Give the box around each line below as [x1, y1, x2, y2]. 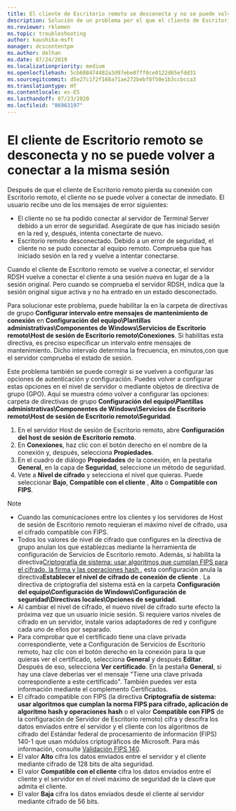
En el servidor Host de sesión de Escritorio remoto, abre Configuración [17, 425, 225, 434]
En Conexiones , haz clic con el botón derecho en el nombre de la [17, 441, 208, 449]
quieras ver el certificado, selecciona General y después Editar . [17, 655, 203, 663]
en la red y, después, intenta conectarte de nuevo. [17, 229, 164, 237]
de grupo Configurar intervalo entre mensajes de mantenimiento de [7, 308, 209, 317]
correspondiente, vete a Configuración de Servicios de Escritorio [17, 640, 206, 648]
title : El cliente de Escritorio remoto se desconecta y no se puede [7, 10, 216, 18]
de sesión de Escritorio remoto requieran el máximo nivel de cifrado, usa [17, 520, 228, 529]
